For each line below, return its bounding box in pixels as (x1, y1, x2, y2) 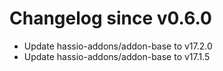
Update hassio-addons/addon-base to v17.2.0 (23, 40, 213, 52)
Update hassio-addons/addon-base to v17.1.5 (23, 50, 211, 62)
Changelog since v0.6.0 (9, 7, 212, 30)
